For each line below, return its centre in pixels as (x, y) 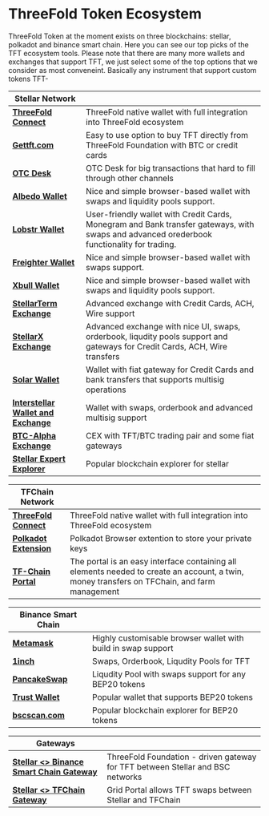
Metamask (33, 643)
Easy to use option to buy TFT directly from (167, 135)
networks (124, 777)
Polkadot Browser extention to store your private (161, 538)
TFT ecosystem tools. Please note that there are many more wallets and (127, 53)
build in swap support (132, 648)
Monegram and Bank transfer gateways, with (170, 224)
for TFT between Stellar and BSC (169, 766)
